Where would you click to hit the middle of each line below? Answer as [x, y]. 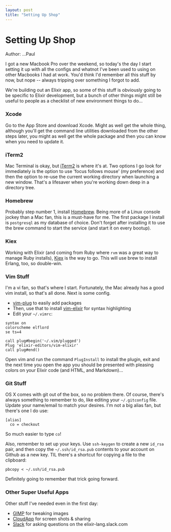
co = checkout [25, 425]
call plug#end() [22, 350]
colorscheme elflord [27, 327]
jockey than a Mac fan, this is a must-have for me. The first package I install [85, 217]
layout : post [19, 10]
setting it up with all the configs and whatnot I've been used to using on [80, 69]
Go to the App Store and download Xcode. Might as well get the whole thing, [86, 125]
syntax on [16, 323]
